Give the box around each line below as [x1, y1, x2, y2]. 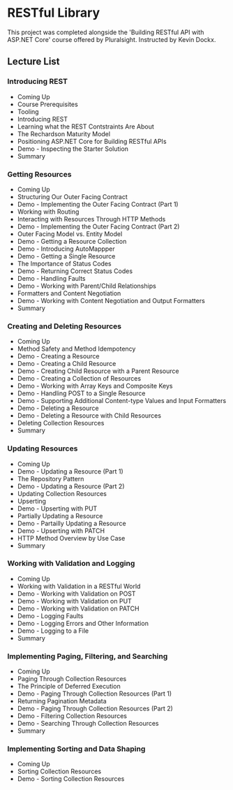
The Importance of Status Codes [17, 259, 112, 268]
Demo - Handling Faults [17, 274, 86, 282]
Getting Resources [7, 169, 72, 179]
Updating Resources [7, 444, 78, 453]
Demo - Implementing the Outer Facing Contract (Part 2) [17, 222, 180, 231]
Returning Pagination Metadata [17, 697, 107, 705]
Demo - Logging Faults [17, 611, 84, 620]
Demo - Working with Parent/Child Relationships [17, 281, 157, 290]
